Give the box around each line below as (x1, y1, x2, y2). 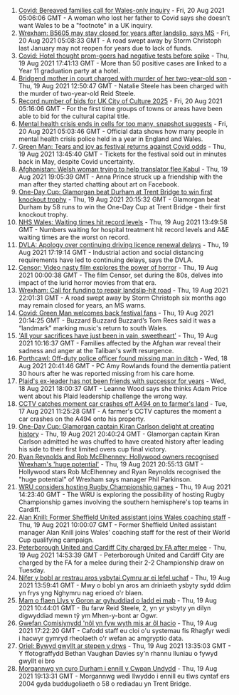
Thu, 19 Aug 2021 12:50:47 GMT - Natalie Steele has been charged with (18, 82, 228, 90)
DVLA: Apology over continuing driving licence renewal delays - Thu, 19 (18, 241, 229, 249)
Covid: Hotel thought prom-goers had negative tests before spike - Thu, (18, 51, 230, 60)
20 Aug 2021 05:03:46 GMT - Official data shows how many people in (18, 127, 224, 135)
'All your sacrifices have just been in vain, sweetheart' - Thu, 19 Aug (18, 331, 218, 340)
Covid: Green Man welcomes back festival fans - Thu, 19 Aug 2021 (18, 309, 214, 317)
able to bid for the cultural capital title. (18, 112, 130, 120)
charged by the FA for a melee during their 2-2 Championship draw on (18, 558, 225, 567)
